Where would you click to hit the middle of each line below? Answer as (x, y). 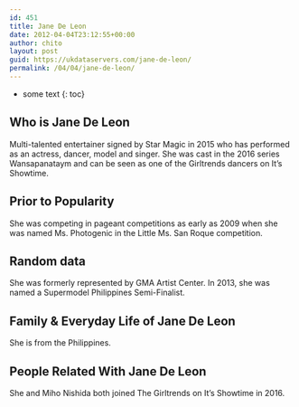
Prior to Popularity (62, 201)
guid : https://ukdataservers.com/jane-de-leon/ (101, 60)
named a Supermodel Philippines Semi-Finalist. (97, 293)
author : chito (36, 43)
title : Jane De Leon (48, 26)
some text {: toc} (54, 94)
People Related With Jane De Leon (108, 371)
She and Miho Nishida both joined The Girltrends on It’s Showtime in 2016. (147, 393)
